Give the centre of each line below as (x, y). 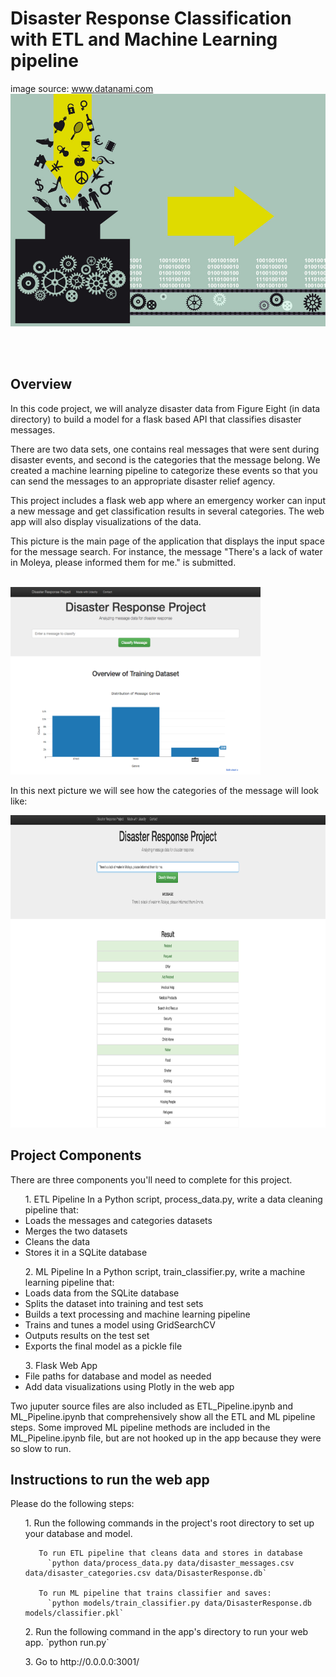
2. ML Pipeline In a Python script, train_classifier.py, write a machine (165, 1271)
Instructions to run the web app (110, 1479)
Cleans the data (57, 1241)
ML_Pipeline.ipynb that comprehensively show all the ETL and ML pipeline (163, 1416)
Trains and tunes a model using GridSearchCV (120, 1324)
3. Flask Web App (61, 1365)
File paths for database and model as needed (118, 1376)
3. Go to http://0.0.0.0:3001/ (82, 1662)
